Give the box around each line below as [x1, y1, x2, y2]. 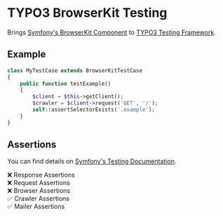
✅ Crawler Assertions [7, 194, 70, 203]
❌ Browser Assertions [7, 187, 71, 195]
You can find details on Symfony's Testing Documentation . [7, 157, 177, 166]
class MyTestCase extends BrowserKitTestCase [7, 67, 142, 74]
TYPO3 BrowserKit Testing [7, 5, 168, 21]
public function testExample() [20, 80, 111, 87]
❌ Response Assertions [7, 170, 75, 180]
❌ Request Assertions [7, 179, 70, 187]
